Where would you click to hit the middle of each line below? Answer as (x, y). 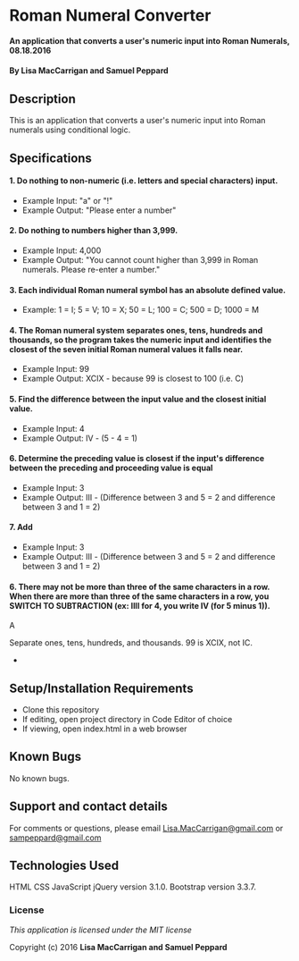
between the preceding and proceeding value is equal (111, 468)
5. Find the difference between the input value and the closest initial (138, 399)
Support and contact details (88, 807)
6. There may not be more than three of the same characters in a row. (140, 586)
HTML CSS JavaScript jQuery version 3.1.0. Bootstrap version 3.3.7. (133, 887)
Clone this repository (61, 710)
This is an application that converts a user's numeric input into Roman (137, 121)
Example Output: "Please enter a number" (99, 210)
